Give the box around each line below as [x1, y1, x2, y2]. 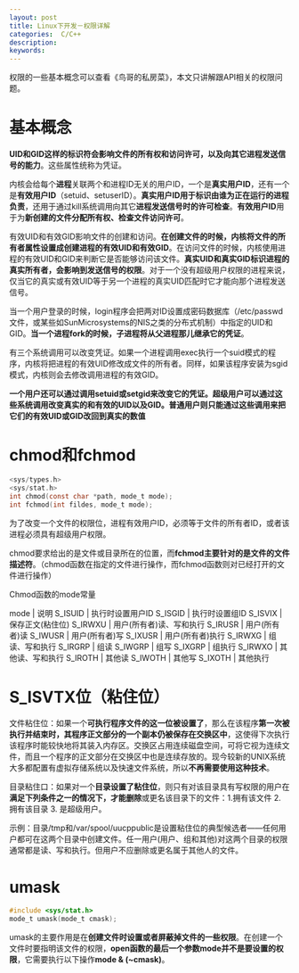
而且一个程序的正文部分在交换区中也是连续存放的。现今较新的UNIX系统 [24, 751, 287, 763]
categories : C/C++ [9, 29, 82, 38]
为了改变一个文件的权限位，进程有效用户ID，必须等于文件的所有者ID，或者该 [9, 517, 290, 528]
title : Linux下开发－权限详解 [9, 21, 111, 30]
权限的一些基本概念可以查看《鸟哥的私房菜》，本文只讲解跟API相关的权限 [9, 72, 276, 83]
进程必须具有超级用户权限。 [9, 528, 111, 540]
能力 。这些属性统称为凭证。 [24, 160, 126, 170]
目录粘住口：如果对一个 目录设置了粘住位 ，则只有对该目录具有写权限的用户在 [9, 781, 290, 792]
